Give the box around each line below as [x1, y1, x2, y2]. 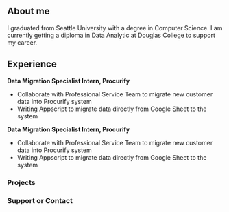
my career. [7, 38, 38, 47]
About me [7, 6, 50, 17]
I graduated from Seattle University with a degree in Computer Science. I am [7, 23, 223, 32]
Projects [7, 178, 36, 187]
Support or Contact [7, 196, 73, 206]
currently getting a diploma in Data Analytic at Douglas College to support [7, 31, 216, 39]
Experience [7, 59, 57, 70]
